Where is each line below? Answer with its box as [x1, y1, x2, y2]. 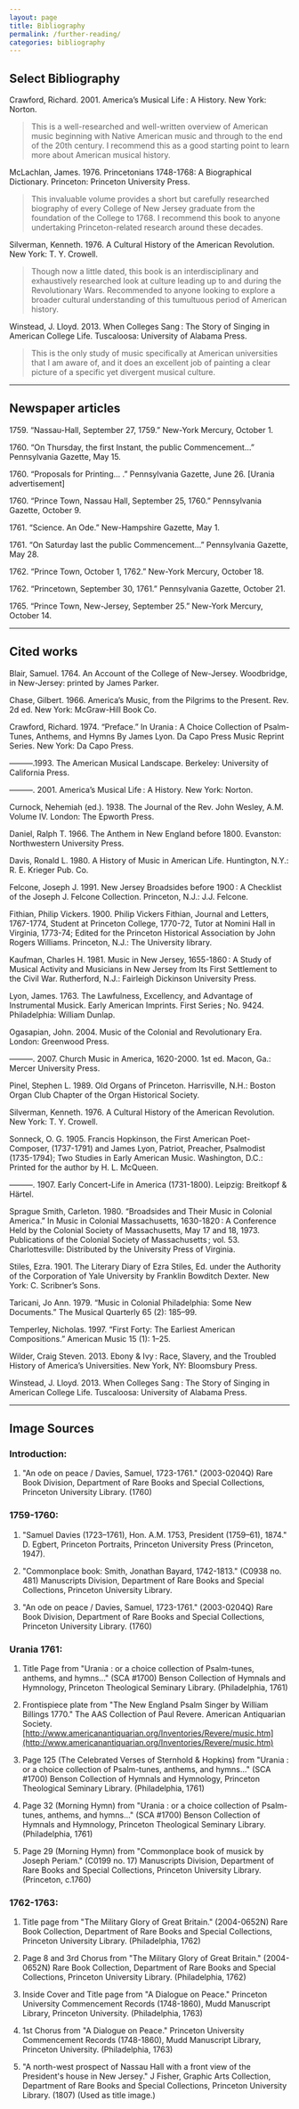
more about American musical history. [30, 150, 171, 160]
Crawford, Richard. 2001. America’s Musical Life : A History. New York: [9, 94, 267, 105]
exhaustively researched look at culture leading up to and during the [30, 275, 282, 286]
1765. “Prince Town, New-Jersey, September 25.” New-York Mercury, [9, 601, 264, 611]
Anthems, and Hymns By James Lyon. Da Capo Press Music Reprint [36, 731, 285, 741]
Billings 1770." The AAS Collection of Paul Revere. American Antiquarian [21, 1708, 287, 1720]
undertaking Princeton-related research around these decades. [30, 222, 263, 233]
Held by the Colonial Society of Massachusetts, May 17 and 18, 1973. [9, 1224, 261, 1235]
